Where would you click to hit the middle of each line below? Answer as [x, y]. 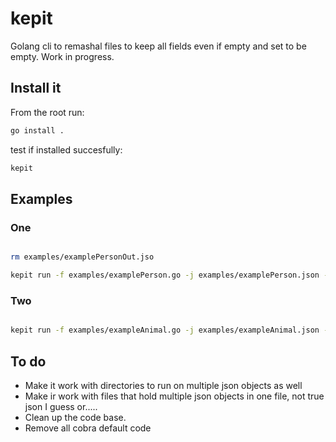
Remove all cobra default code [88, 428]
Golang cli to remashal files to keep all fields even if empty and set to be [158, 46]
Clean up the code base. [75, 417]
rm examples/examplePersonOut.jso [82, 257]
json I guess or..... [61, 406]
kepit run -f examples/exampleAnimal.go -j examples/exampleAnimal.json [165, 330]
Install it [36, 88]
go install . [37, 130]
